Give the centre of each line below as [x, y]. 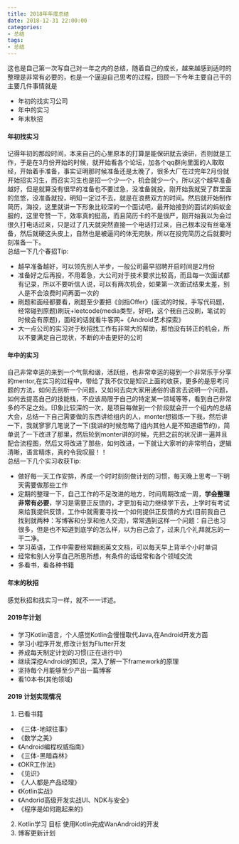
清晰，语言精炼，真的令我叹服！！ [57, 452]
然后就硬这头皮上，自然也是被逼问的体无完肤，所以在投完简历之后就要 [122, 234]
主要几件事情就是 [32, 86]
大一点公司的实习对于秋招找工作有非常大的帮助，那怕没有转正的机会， [121, 328]
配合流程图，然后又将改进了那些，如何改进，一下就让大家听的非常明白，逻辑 [119, 443]
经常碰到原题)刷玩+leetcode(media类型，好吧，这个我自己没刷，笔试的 [122, 311]
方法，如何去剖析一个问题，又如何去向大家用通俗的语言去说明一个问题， [126, 390]
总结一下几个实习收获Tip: [44, 461]
